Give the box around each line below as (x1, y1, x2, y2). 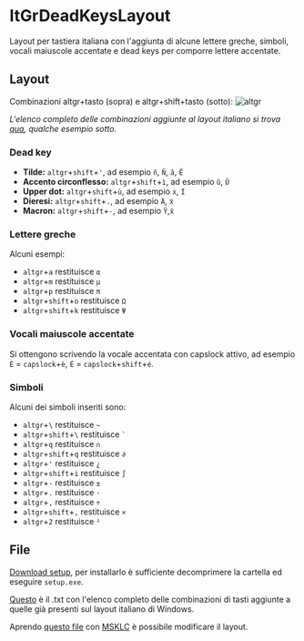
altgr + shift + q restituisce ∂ (22, 448, 127, 459)
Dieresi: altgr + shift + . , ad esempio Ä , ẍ (22, 196, 175, 207)
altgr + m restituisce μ (22, 276, 101, 287)
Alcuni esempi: (9, 249, 66, 259)
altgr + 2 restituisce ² (22, 515, 101, 526)
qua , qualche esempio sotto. (9, 123, 117, 134)
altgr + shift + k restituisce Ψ (22, 305, 127, 316)
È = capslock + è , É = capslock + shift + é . (9, 358, 155, 369)
